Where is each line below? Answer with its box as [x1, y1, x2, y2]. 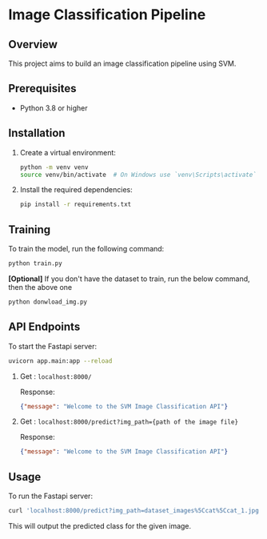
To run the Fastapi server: [8, 491, 94, 501]
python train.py [8, 259, 62, 267]
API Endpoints [8, 320, 81, 334]
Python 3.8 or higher [19, 103, 88, 113]
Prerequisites [8, 82, 77, 95]
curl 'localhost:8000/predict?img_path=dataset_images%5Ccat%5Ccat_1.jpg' [8, 507, 263, 515]
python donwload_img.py [8, 298, 88, 306]
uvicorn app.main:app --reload [8, 356, 113, 365]
